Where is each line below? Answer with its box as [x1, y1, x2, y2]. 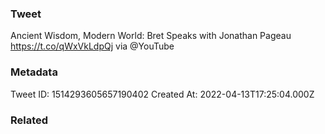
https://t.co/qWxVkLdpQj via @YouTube [10, 40, 175, 52]
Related [10, 113, 49, 127]
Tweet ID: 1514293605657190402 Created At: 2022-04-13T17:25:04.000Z [10, 88, 315, 100]
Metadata [10, 65, 58, 79]
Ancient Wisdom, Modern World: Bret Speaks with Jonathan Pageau [10, 30, 292, 42]
